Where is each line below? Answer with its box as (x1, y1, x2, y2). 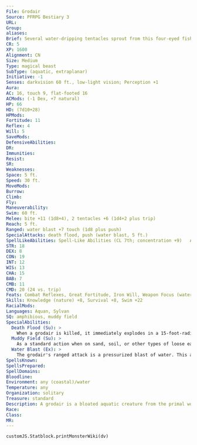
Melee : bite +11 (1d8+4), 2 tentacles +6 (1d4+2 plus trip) (6, 216, 157, 222)
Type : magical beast (6, 63, 57, 69)
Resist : (6, 156, 25, 162)
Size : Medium (6, 57, 38, 63)
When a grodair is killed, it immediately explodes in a (16, 330, 159, 336)
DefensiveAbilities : (6, 139, 57, 145)
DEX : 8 (6, 249, 22, 254)
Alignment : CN (6, 52, 41, 58)
